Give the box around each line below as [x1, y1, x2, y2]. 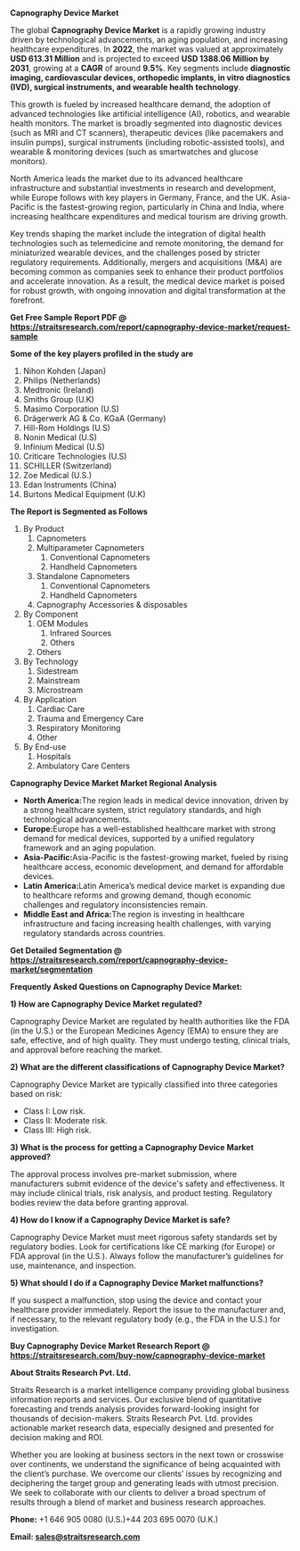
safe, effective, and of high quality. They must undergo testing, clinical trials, [10, 1035, 291, 1045]
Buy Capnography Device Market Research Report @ [10, 1340, 210, 1351]
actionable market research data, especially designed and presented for [10, 1422, 275, 1433]
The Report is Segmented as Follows [10, 506, 148, 517]
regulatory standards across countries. [22, 928, 166, 938]
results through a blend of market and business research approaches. [10, 1497, 266, 1507]
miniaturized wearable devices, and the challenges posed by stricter [10, 247, 261, 258]
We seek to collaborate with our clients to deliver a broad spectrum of [10, 1488, 266, 1497]
